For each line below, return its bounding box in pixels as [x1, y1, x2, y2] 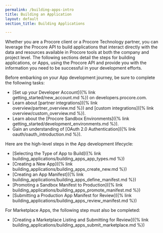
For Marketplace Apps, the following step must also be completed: [5, 207, 140, 213]
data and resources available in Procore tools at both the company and [5, 49, 149, 55]
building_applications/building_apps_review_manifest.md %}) [12, 198, 137, 204]
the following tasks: [5, 80, 45, 86]
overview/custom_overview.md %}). [12, 111, 86, 116]
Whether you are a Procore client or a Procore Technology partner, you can [5, 39, 159, 45]
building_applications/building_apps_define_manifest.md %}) [12, 177, 137, 183]
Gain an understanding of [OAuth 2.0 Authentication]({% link [12, 126, 136, 132]
